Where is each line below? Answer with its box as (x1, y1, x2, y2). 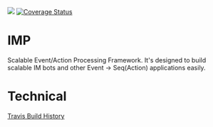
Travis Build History (7, 111, 65, 120)
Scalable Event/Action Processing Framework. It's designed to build (7, 55, 207, 64)
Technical (7, 89, 67, 104)
